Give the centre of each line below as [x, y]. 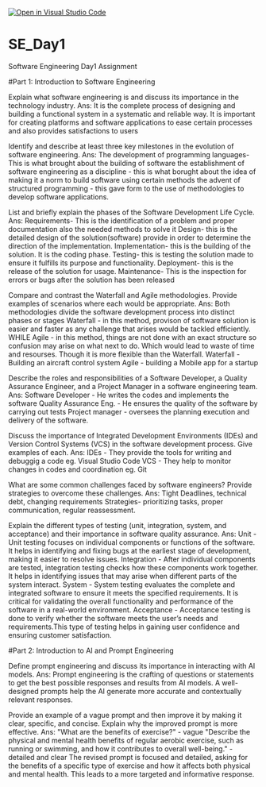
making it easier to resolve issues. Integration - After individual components [132, 559]
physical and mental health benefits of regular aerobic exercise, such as [126, 740]
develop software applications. [59, 197]
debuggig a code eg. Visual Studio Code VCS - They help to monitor [120, 461]
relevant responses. [40, 700]
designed [24, 691]
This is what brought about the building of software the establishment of [126, 163]
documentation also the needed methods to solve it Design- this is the [123, 229]
